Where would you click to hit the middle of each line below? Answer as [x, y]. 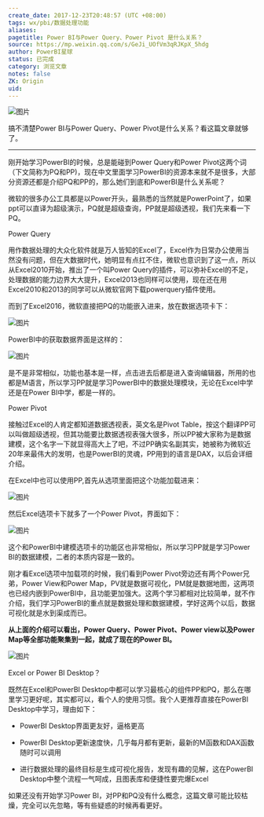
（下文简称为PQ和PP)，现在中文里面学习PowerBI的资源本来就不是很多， [125, 172]
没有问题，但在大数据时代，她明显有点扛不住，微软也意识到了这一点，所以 [135, 260]
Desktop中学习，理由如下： [53, 709]
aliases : [22, 30]
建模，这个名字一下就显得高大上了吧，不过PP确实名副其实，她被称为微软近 [130, 444]
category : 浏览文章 [38, 67]
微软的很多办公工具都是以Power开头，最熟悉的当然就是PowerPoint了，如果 [130, 199]
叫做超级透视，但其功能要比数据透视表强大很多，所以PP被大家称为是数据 [133, 434]
